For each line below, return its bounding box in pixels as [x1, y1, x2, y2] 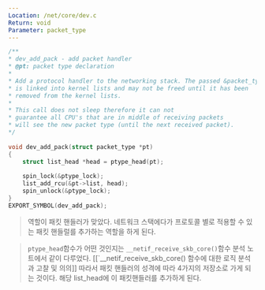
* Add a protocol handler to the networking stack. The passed [8, 76, 221, 85]
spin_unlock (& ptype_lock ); [22, 187, 111, 195]
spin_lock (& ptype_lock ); [22, 173, 104, 180]
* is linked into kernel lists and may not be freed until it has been [8, 84, 248, 92]
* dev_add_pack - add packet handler [8, 55, 132, 63]
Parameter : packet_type [8, 26, 87, 34]
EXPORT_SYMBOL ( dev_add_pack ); [8, 202, 108, 210]
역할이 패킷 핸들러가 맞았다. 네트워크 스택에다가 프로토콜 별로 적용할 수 [27, 217, 244, 226]
